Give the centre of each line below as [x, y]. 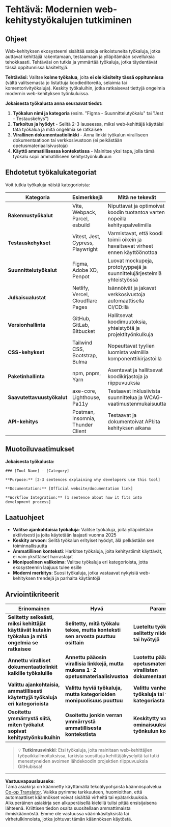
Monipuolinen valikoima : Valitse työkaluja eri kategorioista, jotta [80, 562]
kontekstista [81, 734]
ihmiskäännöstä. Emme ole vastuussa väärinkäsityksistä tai [67, 814]
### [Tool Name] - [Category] [37, 471]
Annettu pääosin [86, 658]
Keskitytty [146, 719]
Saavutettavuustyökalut [38, 397]
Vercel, [80, 294]
